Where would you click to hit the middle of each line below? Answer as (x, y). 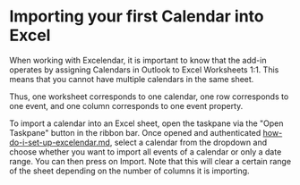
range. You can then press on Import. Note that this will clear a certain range (150, 161)
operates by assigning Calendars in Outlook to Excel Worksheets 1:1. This (144, 70)
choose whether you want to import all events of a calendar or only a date (146, 151)
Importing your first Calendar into (137, 17)
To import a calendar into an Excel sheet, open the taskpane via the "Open (146, 123)
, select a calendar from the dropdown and (188, 142)
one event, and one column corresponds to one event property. (126, 105)
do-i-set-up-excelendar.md (60, 142)
